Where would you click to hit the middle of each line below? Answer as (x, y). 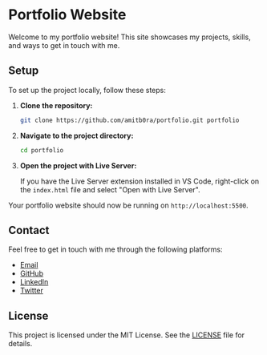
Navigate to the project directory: (77, 135)
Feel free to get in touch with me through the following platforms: (115, 249)
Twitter (32, 291)
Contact (29, 230)
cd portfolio (42, 150)
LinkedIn (34, 282)
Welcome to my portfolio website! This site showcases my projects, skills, (129, 37)
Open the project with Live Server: (78, 165)
